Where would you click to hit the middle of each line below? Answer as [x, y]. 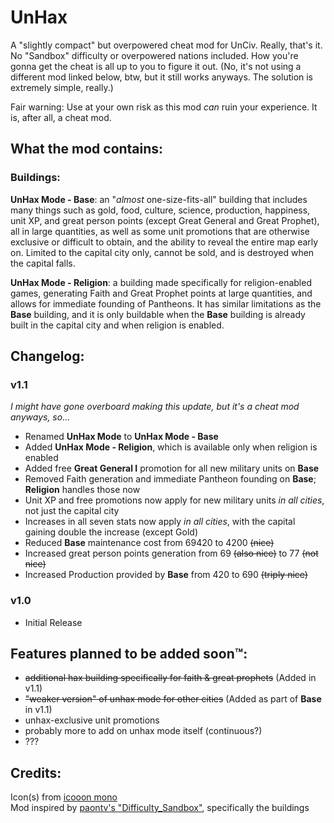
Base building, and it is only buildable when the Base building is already [158, 314]
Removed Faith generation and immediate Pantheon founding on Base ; [170, 479]
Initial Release [53, 622]
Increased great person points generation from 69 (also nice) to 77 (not [171, 553]
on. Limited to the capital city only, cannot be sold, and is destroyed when [162, 252]
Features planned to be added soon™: [129, 654]
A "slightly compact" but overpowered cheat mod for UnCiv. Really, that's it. [166, 45]
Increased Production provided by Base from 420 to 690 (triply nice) [166, 575]
